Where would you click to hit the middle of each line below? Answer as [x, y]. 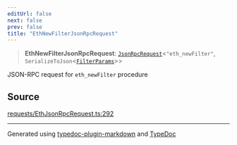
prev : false [25, 27]
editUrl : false [30, 14]
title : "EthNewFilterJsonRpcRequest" [63, 33]
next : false [25, 20]
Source [24, 97]
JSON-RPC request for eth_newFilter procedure [78, 75]
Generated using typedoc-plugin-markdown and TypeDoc [92, 134]
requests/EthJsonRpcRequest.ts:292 [61, 114]
